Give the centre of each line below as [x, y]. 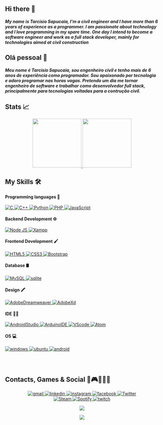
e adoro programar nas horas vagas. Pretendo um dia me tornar [71, 80]
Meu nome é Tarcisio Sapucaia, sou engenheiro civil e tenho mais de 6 [78, 70]
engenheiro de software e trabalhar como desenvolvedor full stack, [75, 86]
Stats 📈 [17, 107]
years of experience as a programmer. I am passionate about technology [81, 26]
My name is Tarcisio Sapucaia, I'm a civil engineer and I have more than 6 [81, 21]
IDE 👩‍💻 [12, 313]
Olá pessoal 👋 [26, 58]
